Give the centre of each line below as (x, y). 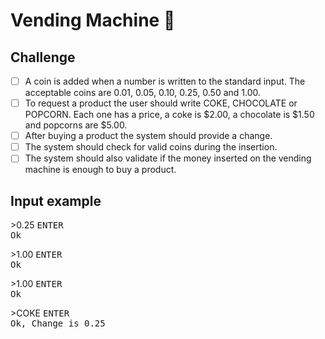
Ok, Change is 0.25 (58, 323)
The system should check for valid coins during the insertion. (151, 147)
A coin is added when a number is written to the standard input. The (165, 81)
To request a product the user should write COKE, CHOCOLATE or (161, 103)
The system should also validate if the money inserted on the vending (168, 158)
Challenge (43, 57)
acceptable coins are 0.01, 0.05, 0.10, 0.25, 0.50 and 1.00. (143, 93)
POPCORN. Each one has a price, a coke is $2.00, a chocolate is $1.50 (169, 115)
